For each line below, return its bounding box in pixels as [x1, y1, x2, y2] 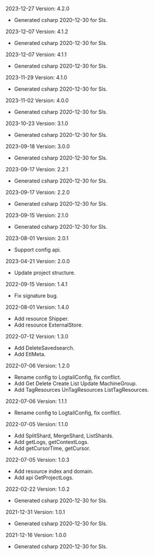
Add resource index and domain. [14, 468, 94, 475]
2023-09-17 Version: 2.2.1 [5, 166, 68, 172]
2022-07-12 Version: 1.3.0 [5, 333, 68, 340]
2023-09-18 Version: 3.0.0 [5, 143, 70, 150]
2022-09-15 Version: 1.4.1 [5, 281, 68, 287]
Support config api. [14, 246, 61, 253]
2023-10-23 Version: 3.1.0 [5, 120, 68, 127]
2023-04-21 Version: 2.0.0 [5, 258, 70, 264]
